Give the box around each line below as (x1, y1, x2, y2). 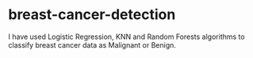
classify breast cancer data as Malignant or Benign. (8, 40, 177, 49)
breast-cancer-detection (8, 6, 176, 24)
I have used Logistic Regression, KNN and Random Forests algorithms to (8, 32, 245, 41)
